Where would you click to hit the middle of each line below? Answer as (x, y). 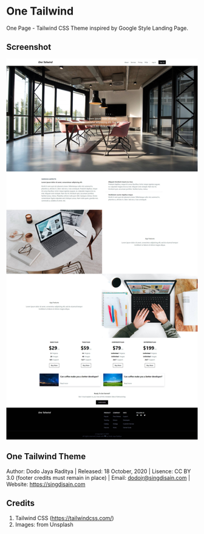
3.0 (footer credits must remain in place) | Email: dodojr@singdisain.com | (98, 477)
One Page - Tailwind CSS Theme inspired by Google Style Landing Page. (97, 28)
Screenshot (29, 47)
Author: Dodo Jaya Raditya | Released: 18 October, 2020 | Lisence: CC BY (99, 471)
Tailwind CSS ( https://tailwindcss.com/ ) (64, 518)
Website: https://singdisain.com (46, 484)
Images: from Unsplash (44, 524)
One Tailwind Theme (46, 456)
